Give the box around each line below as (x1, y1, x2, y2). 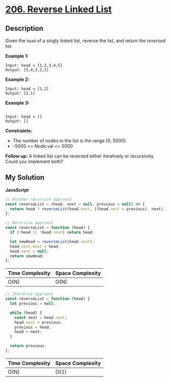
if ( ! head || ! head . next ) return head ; (10, 230, 95, 235)
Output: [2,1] (5, 91, 36, 96)
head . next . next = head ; (10, 244, 60, 249)
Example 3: (5, 100, 30, 106)
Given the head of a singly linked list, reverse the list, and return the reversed (5, 37, 166, 44)
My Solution (5, 173, 45, 182)
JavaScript (5, 187, 29, 193)
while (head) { (10, 310, 42, 315)
